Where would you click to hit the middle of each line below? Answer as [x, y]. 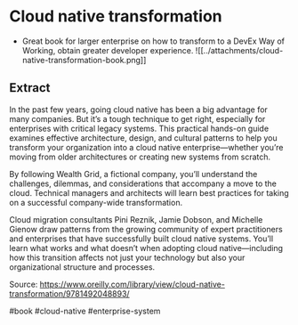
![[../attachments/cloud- [239, 50]
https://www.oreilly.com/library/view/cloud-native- [132, 284]
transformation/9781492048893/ [70, 293]
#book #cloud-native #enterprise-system [85, 311]
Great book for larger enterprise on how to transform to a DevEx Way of [153, 41]
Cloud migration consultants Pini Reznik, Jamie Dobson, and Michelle [136, 219]
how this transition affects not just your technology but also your [127, 257]
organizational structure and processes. [82, 267]
